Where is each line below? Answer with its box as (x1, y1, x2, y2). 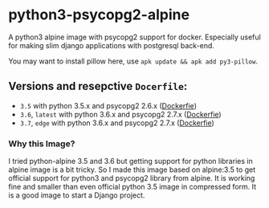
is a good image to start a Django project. (8, 190, 145, 200)
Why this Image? (8, 138, 75, 149)
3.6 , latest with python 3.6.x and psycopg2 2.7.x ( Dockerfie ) (19, 109, 222, 119)
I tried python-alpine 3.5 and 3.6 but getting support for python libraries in (8, 157, 253, 166)
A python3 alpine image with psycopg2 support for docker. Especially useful (8, 32, 261, 42)
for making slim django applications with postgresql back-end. (8, 40, 215, 50)
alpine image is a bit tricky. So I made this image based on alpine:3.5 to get (8, 165, 256, 174)
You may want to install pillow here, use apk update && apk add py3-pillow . (8, 56, 259, 66)
